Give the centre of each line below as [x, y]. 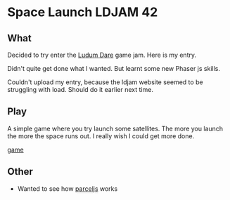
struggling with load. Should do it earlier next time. [80, 89]
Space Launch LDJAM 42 [83, 12]
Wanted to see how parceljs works [68, 188]
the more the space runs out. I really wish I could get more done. [101, 136]
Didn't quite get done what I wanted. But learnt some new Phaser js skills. [114, 68]
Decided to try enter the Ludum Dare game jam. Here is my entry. [102, 55]
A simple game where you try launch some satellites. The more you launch [115, 128]
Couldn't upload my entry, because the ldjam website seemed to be [105, 82]
